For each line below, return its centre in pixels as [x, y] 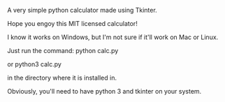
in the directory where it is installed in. [62, 78]
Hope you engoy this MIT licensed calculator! [72, 23]
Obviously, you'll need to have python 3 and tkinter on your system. [104, 91]
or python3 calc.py [34, 64]
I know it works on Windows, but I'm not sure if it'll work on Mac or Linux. [113, 37]
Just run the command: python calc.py [63, 51]
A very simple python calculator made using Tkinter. [82, 10]
